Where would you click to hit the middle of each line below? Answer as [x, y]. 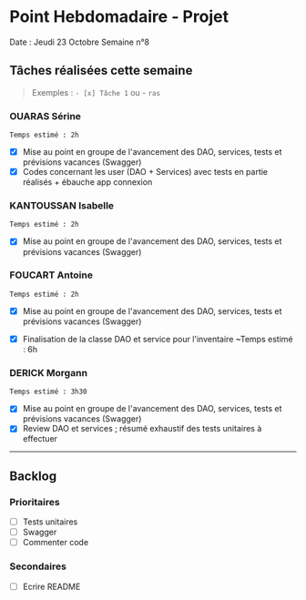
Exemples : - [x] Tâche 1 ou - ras [96, 92]
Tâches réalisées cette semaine [101, 71]
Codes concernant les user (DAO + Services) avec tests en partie [145, 172]
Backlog [33, 476]
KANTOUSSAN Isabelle [62, 206]
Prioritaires [35, 502]
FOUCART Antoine [51, 275]
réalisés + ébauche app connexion [87, 182]
